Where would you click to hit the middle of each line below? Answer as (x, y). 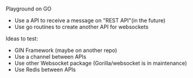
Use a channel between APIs (50, 57)
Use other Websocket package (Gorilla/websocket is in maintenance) (101, 63)
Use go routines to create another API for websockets (81, 27)
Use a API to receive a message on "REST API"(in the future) (90, 20)
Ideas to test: (22, 38)
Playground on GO (29, 9)
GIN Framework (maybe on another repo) (66, 50)
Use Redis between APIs (45, 70)
